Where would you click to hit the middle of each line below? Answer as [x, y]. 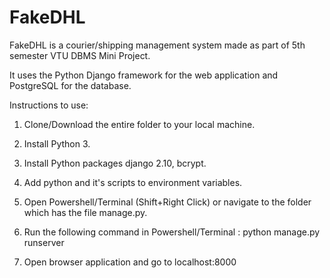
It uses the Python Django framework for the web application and [144, 75]
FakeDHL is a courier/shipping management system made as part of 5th [157, 45]
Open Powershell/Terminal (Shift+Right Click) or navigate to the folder [167, 202]
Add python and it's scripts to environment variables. [133, 182]
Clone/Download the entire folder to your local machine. [139, 124]
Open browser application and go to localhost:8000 [130, 262]
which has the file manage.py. [85, 212]
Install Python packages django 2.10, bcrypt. [115, 163]
